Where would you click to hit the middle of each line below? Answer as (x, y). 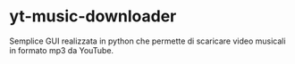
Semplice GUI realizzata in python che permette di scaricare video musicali (147, 41)
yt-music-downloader (93, 16)
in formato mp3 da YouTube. (62, 50)
